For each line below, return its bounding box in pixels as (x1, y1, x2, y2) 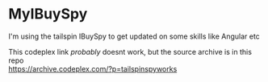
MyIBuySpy (8, 5, 88, 23)
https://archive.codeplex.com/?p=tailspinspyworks (8, 64, 178, 73)
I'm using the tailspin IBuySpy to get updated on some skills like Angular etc (8, 31, 260, 41)
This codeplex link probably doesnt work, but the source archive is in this (8, 47, 253, 56)
